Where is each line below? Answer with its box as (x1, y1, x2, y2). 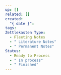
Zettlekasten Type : (5, 30, 46, 35)
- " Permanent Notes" (9, 44, 55, 49)
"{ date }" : (9, 21, 35, 26)
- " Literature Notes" (9, 39, 57, 44)
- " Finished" (9, 62, 39, 67)
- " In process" (9, 58, 43, 63)
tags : (5, 26, 16, 31)
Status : (5, 48, 21, 53)
